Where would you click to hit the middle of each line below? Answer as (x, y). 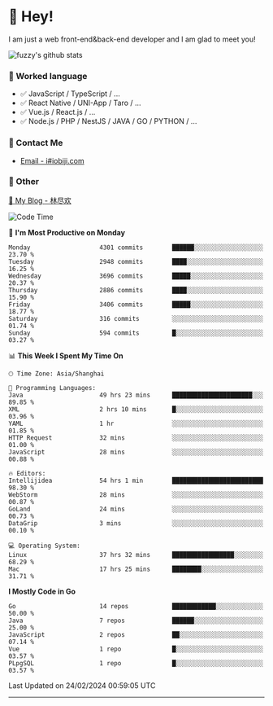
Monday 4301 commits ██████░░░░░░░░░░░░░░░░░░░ (136, 248)
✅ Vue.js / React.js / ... (58, 112)
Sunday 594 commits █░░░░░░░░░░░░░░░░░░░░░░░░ (136, 333)
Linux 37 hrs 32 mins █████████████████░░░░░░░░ (136, 555)
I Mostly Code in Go (42, 591)
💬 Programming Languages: (52, 388)
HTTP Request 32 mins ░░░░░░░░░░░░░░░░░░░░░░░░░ (136, 438)
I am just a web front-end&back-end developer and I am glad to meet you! (132, 39)
